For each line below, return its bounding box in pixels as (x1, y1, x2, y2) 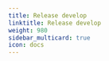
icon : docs (8, 41, 45, 49)
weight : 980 (8, 26, 48, 34)
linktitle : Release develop (8, 19, 102, 27)
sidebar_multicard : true (8, 33, 91, 42)
